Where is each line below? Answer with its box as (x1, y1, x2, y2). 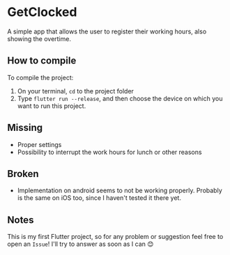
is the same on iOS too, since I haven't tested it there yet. (17, 194, 181, 202)
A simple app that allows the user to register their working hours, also (7, 27, 207, 36)
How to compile (7, 55, 77, 67)
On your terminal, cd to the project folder (17, 86, 135, 95)
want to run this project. (17, 102, 86, 110)
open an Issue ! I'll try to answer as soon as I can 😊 (7, 240, 154, 248)
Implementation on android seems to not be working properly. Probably (17, 186, 223, 195)
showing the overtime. (7, 34, 72, 42)
